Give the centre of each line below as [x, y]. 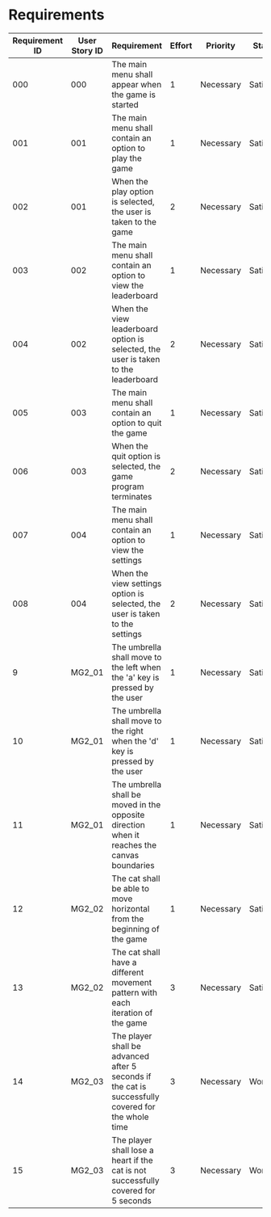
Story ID [87, 50]
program [128, 486]
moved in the [136, 804]
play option [133, 192]
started [125, 104]
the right [127, 731]
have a [124, 962]
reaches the [134, 844]
